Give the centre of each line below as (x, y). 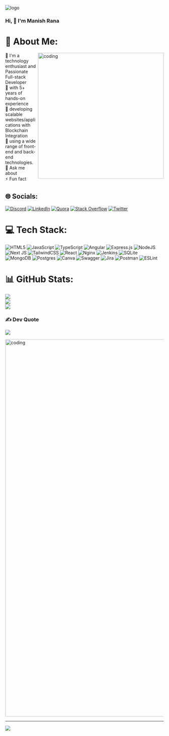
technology (17, 61)
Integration (16, 135)
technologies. (19, 162)
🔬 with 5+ (15, 88)
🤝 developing (19, 109)
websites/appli (20, 119)
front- (30, 146)
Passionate (17, 71)
